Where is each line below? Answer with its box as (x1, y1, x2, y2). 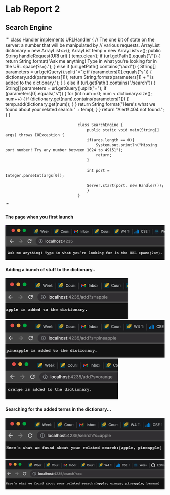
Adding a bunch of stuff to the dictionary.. (5, 267, 96, 273)
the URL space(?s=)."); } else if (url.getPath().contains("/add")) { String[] (5, 64, 156, 69)
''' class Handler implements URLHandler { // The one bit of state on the (5, 36, 155, 43)
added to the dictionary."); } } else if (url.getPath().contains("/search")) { (5, 79, 156, 86)
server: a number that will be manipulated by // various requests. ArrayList (5, 42, 160, 48)
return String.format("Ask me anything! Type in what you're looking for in (5, 58, 157, 64)
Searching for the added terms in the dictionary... (5, 406, 111, 412)
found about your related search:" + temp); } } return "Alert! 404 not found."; (5, 107, 164, 112)
